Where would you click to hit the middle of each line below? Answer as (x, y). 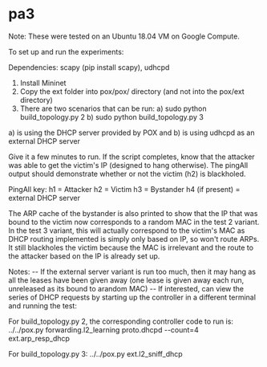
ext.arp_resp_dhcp (39, 338)
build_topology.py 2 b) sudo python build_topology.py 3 (112, 116)
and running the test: (43, 305)
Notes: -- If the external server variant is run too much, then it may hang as (132, 271)
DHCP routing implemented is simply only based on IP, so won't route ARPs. (134, 239)
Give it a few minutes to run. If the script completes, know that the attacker (131, 157)
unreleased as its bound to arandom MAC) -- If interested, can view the (126, 288)
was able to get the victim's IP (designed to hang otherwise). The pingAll (128, 165)
